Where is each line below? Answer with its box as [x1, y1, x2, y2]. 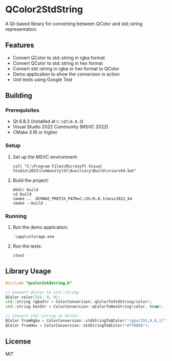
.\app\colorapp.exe [12, 234, 55, 239]
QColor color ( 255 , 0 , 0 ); [5, 294, 60, 300]
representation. [5, 26, 37, 32]
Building [5, 91, 32, 100]
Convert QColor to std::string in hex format [12, 60, 103, 66]
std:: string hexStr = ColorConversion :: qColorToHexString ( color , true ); [5, 304, 164, 309]
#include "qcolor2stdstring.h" [5, 280, 72, 286]
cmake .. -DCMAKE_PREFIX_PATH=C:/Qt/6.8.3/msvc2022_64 [12, 196, 133, 201]
